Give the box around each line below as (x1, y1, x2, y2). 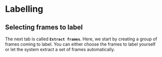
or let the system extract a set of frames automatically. (5, 47, 115, 52)
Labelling (5, 3, 44, 15)
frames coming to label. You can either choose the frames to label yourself (5, 41, 156, 47)
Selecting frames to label (5, 23, 83, 31)
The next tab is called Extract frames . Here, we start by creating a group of (5, 36, 158, 42)
